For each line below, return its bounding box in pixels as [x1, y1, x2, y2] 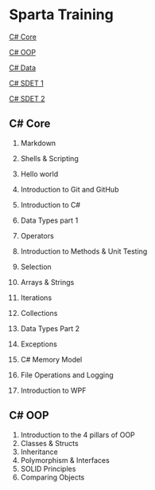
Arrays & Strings [20, 277, 75, 286]
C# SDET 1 [9, 78, 45, 88]
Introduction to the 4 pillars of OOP [20, 429, 136, 440]
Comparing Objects [20, 472, 85, 482]
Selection [20, 262, 52, 271]
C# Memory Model [20, 354, 83, 364]
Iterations [20, 293, 52, 302]
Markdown [20, 138, 56, 148]
